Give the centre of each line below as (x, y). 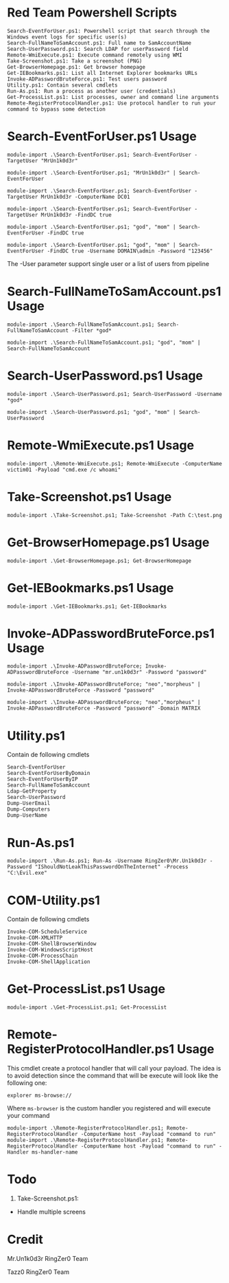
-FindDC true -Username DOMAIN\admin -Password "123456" (130, 251)
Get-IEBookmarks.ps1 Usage (91, 588)
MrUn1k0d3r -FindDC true (76, 215)
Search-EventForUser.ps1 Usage (102, 136)
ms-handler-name (55, 1152)
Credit (25, 1240)
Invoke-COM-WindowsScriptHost (50, 950)
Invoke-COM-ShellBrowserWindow (52, 944)
